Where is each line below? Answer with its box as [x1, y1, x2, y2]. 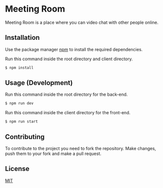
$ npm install [5, 65, 34, 70]
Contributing [5, 133, 45, 141]
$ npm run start [5, 119, 38, 124]
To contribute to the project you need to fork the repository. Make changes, [5, 146, 156, 151]
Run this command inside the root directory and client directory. [5, 56, 133, 62]
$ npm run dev [5, 101, 34, 106]
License [5, 165, 30, 173]
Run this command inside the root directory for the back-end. [5, 91, 128, 98]
